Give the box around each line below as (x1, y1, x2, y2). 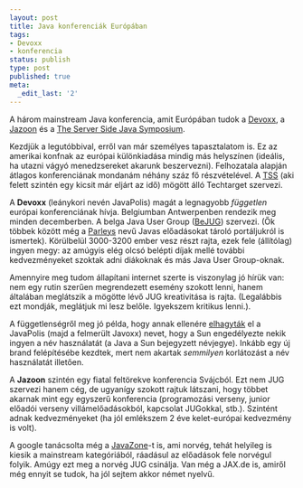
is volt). (9, 422, 38, 433)
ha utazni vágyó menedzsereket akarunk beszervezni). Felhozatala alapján (9, 160, 288, 171)
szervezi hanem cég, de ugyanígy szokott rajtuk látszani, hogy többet (9, 383, 269, 394)
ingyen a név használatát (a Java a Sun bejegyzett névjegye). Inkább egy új (9, 337, 291, 348)
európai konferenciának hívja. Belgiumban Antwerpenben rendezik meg (9, 206, 277, 217)
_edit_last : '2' (17, 89, 79, 98)
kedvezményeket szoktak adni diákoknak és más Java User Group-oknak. (9, 254, 285, 265)
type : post (9, 64, 51, 73)
